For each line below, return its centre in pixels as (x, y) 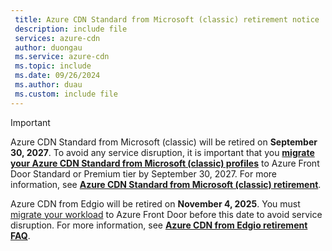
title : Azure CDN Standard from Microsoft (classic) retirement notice (167, 19)
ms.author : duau (48, 85)
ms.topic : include (53, 66)
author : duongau (48, 47)
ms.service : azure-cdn (62, 57)
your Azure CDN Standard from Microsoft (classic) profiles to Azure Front (165, 163)
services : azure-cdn (57, 38)
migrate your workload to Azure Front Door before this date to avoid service (166, 214)
